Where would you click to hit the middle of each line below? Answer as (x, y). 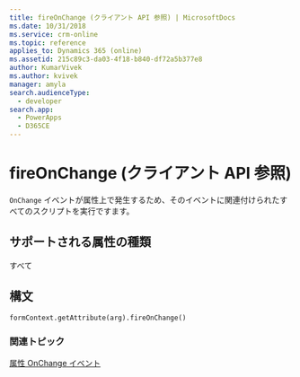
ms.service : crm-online (54, 34)
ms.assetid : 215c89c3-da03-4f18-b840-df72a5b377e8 (106, 59)
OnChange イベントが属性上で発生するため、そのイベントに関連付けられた (145, 199)
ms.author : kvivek (44, 76)
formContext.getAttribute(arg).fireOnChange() (98, 318)
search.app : (31, 110)
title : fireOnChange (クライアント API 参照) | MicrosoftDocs (123, 18)
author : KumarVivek (46, 68)
